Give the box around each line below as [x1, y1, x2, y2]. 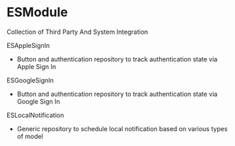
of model [16, 132, 44, 140]
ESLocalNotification [6, 111, 64, 119]
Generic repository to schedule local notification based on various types [16, 124, 228, 133]
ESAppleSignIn [6, 41, 50, 49]
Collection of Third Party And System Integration [6, 28, 149, 36]
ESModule [6, 4, 68, 20]
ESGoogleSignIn [6, 75, 55, 85]
